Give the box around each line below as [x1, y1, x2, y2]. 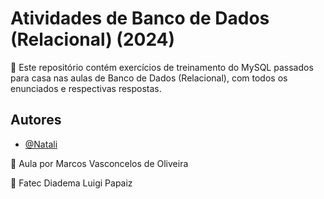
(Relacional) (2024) [10, 28, 176, 51]
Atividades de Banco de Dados [10, 7, 270, 30]
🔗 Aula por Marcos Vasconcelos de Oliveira [10, 157, 189, 169]
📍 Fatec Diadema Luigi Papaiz [10, 177, 133, 189]
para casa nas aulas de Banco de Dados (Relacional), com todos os [10, 72, 288, 84]
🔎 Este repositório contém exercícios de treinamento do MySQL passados [10, 61, 314, 73]
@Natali [24, 138, 58, 150]
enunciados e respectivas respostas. [10, 82, 162, 94]
